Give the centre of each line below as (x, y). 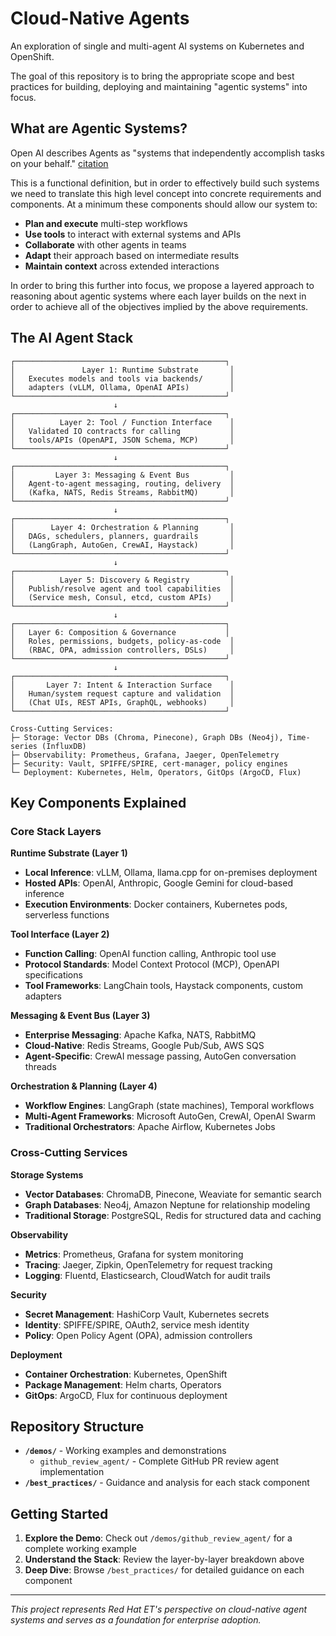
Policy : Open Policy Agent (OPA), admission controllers (138, 1335)
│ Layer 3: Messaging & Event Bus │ (122, 475)
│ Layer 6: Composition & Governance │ (120, 632)
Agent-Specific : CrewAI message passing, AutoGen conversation (160, 1056)
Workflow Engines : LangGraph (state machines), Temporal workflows (169, 1106)
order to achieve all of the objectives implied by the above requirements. (159, 306)
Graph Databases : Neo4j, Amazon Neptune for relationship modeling (167, 1204)
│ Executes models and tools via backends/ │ (122, 378)
